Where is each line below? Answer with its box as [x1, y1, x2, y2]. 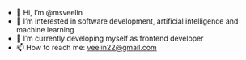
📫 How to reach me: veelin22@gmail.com [15, 43, 158, 52]
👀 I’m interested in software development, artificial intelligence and [15, 16, 239, 26]
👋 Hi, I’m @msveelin [15, 8, 83, 17]
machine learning [15, 25, 74, 34]
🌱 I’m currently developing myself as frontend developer [15, 33, 204, 43]
